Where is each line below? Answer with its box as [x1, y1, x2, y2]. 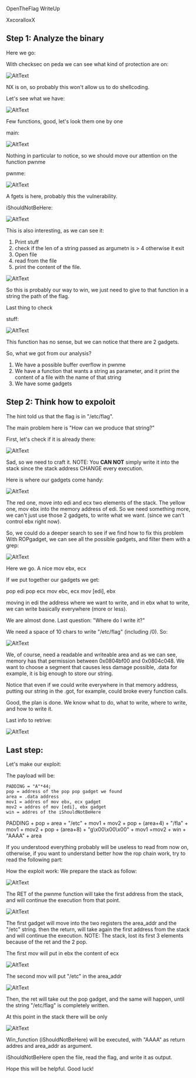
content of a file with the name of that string [14, 373, 122, 381]
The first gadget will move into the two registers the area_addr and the [6, 920, 177, 927]
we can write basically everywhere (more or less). [6, 605, 128, 612]
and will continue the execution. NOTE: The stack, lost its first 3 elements [6, 932, 184, 939]
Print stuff [14, 238, 39, 245]
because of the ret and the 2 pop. [6, 938, 88, 946]
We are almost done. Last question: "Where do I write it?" [6, 617, 145, 624]
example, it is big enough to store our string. [6, 670, 114, 677]
